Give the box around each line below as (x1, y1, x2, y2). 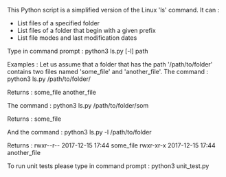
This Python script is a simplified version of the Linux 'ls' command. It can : (7, 6, 220, 14)
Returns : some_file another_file (7, 88, 96, 96)
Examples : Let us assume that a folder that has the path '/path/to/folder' (7, 60, 213, 68)
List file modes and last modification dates (16, 34, 137, 42)
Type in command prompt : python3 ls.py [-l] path (7, 47, 149, 55)
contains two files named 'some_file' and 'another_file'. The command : (7, 68, 208, 75)
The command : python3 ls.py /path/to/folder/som (7, 102, 149, 109)
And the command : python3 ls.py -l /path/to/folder (7, 128, 152, 136)
